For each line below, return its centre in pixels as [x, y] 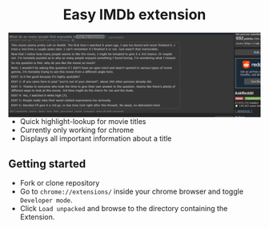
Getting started [47, 164]
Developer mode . [46, 200]
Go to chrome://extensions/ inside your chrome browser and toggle [132, 192]
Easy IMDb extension [134, 15]
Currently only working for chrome [77, 130]
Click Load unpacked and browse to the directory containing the [124, 209]
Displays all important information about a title [96, 138]
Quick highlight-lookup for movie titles [83, 122]
